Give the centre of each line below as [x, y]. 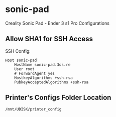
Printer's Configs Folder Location [58, 98]
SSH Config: [18, 51]
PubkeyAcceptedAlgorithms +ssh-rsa [51, 82]
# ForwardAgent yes [35, 73]
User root [25, 69]
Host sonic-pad [21, 60]
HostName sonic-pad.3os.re [42, 65]
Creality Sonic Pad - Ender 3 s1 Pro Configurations [57, 23]
